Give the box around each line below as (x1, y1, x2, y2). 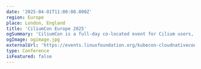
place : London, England (6, 20, 66, 26)
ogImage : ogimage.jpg (6, 37, 60, 43)
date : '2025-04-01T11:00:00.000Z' (6, 8, 93, 15)
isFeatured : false (6, 53, 52, 59)
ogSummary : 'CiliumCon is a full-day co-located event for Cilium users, (6, 31, 194, 37)
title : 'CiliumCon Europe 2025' (6, 25, 87, 32)
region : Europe (6, 14, 44, 20)
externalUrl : (6, 43, 39, 49)
